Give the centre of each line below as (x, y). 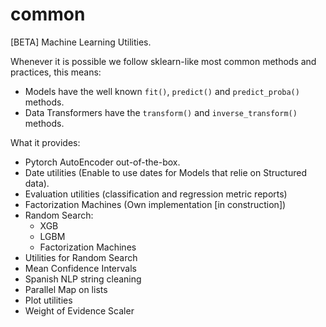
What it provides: (45, 142)
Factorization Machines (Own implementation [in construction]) (155, 204)
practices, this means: (56, 72)
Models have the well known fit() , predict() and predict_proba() (162, 91)
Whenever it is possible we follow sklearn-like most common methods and (163, 61)
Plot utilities (48, 300)
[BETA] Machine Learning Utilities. (81, 42)
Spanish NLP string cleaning (83, 279)
